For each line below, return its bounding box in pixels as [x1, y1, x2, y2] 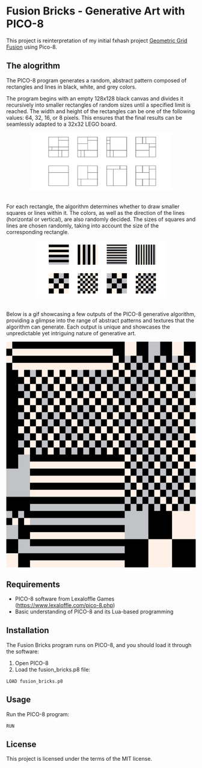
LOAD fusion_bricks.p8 [6, 678, 63, 684]
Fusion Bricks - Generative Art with [6, 4, 185, 18]
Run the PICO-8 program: [6, 710, 70, 717]
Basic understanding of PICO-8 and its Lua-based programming [14, 608, 174, 615]
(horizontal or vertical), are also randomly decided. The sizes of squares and [6, 215, 196, 223]
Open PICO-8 [14, 659, 49, 666]
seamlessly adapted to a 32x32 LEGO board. [6, 120, 117, 128]
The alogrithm [6, 61, 60, 71]
